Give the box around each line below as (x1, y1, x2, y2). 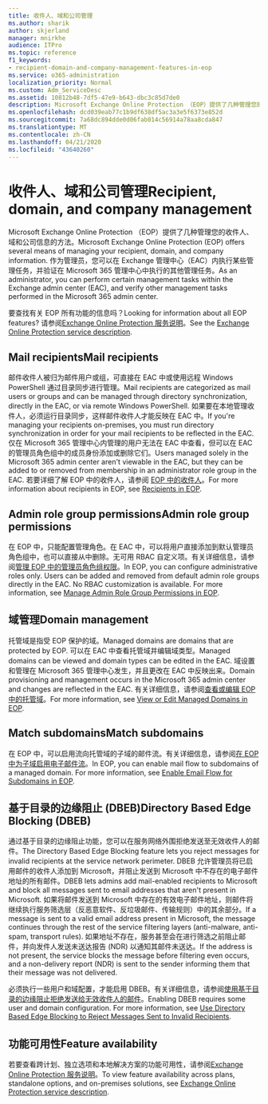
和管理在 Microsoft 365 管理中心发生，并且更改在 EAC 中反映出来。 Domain (8, 665, 255, 676)
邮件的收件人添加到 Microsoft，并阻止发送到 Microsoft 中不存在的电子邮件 (14, 867, 258, 876)
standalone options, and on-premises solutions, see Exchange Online (8, 1078, 236, 1088)
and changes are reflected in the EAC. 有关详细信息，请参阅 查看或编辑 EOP (8, 684, 256, 694)
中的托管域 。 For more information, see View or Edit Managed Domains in (8, 694, 248, 703)
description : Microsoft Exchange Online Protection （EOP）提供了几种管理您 (8, 101, 258, 109)
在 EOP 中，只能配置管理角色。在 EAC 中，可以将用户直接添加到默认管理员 (8, 541, 254, 552)
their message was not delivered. (8, 968, 118, 978)
